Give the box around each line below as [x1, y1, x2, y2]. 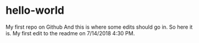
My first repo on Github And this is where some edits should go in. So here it [5, 23, 193, 30]
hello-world [5, 4, 65, 17]
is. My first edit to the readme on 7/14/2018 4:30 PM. [5, 29, 135, 36]
